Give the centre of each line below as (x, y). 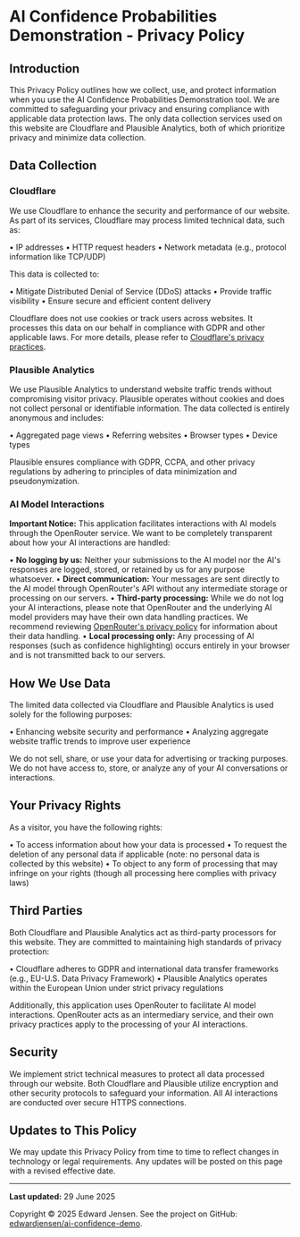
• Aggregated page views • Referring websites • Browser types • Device (144, 435)
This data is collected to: (54, 274)
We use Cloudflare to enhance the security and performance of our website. (150, 210)
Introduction (45, 68)
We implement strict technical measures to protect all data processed (137, 1074)
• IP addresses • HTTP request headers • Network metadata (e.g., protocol (148, 247)
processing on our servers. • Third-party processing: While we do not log (146, 598)
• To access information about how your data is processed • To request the (148, 844)
